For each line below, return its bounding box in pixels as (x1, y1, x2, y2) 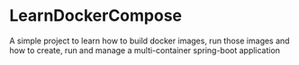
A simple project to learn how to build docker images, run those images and (9, 35, 290, 46)
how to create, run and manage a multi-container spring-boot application (9, 44, 281, 55)
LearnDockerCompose (9, 5, 183, 26)
